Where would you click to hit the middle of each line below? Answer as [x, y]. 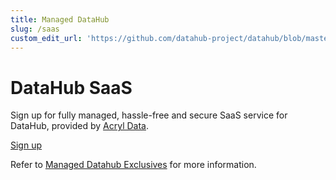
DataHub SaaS [71, 87]
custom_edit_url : [46, 38]
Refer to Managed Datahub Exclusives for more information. [133, 165]
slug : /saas [35, 29]
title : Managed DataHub [60, 19]
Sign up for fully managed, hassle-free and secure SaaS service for [149, 115]
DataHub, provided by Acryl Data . [79, 126]
